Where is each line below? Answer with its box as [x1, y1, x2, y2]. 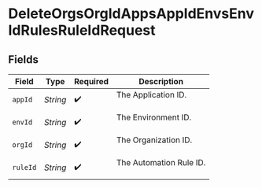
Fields [8, 53, 39, 66]
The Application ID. [116, 90, 187, 100]
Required [73, 76, 109, 87]
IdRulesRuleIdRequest [8, 21, 156, 39]
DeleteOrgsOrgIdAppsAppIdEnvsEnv [8, 5, 254, 23]
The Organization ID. [116, 135, 193, 146]
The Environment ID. [116, 112, 192, 123]
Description [138, 76, 183, 87]
